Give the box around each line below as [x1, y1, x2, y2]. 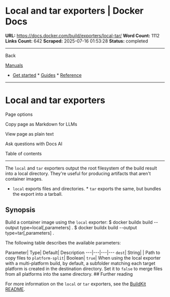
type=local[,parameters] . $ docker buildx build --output [20, 224, 138, 230]
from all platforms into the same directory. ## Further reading [5, 271, 133, 277]
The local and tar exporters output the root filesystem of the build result [5, 165, 157, 171]
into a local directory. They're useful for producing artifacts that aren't [5, 170, 151, 177]
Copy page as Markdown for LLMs [5, 121, 77, 127]
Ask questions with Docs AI [5, 141, 62, 147]
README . [5, 286, 25, 292]
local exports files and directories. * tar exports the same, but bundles [12, 185, 161, 192]
